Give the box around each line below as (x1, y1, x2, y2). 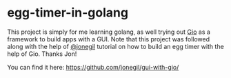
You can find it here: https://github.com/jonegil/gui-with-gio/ (7, 63, 179, 71)
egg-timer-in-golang (7, 5, 129, 21)
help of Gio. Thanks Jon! (7, 50, 77, 58)
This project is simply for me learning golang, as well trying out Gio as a (7, 28, 210, 36)
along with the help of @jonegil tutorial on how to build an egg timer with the (7, 42, 224, 50)
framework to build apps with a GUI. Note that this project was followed (7, 35, 210, 43)
